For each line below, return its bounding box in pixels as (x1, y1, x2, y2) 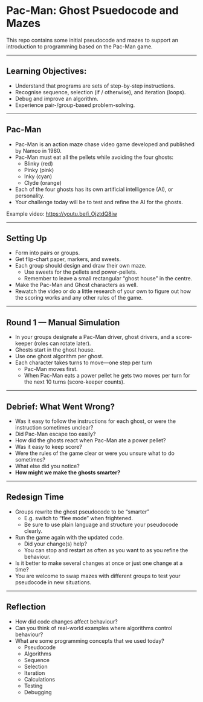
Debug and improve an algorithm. (14, 95, 98, 102)
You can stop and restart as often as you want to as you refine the (24, 546, 188, 553)
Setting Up (6, 233, 47, 243)
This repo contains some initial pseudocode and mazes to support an (6, 36, 178, 43)
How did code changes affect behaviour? (14, 617, 118, 625)
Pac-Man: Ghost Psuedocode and (6, 4, 179, 18)
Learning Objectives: (6, 66, 87, 76)
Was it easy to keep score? (14, 443, 83, 450)
